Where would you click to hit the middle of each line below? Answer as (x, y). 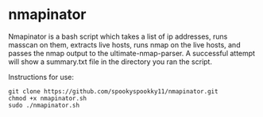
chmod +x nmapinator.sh (48, 98)
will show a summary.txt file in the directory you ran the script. (110, 62)
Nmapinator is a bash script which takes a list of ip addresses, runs (118, 36)
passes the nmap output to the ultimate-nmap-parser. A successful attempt (132, 53)
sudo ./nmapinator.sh (44, 105)
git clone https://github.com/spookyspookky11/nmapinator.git (113, 91)
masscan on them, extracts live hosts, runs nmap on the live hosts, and (124, 44)
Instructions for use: (41, 77)
